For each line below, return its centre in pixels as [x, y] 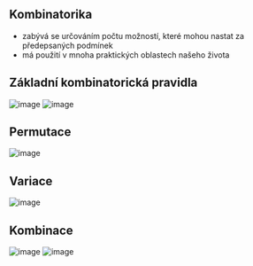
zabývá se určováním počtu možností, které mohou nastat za [133, 35]
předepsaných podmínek [67, 45]
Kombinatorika [51, 15]
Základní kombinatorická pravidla [103, 83]
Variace [31, 181]
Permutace [40, 132]
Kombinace [41, 230]
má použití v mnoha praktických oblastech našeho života [126, 55]
